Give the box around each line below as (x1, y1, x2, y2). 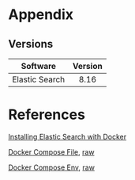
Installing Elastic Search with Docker (8, 132, 127, 141)
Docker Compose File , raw (8, 147, 95, 156)
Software (21, 61, 57, 71)
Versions (8, 37, 54, 51)
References (8, 105, 85, 124)
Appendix (8, 6, 73, 24)
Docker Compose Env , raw (8, 163, 95, 172)
